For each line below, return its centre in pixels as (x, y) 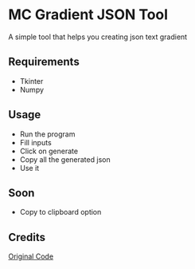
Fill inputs (35, 142)
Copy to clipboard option (60, 212)
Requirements (44, 62)
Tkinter (31, 81)
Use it (29, 168)
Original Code (31, 256)
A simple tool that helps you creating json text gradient (98, 37)
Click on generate (49, 151)
